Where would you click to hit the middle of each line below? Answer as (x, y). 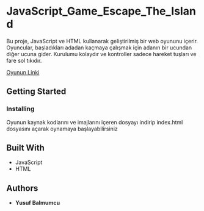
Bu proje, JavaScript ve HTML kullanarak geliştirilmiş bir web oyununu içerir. (102, 41)
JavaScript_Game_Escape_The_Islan (101, 11)
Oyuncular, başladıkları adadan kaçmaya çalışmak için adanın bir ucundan (99, 48)
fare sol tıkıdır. (24, 60)
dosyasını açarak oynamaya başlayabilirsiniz (62, 129)
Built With (25, 148)
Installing (20, 109)
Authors (22, 188)
